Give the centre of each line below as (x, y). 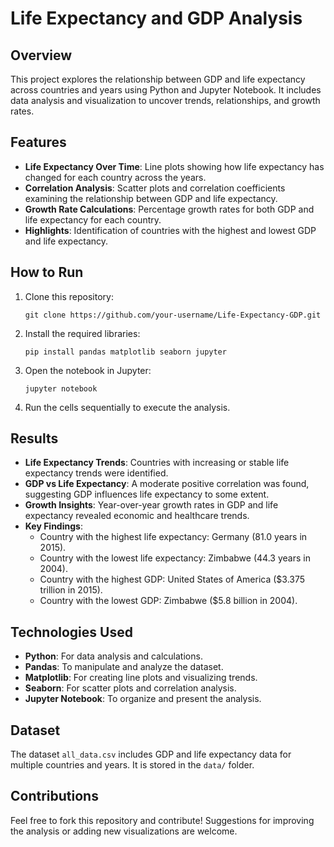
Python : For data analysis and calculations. (113, 656)
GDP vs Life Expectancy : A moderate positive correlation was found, (167, 484)
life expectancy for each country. (93, 219)
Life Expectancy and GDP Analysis (156, 18)
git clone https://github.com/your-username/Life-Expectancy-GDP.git (173, 315)
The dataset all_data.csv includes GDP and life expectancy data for (151, 754)
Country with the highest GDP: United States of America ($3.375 (172, 579)
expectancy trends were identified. (96, 473)
